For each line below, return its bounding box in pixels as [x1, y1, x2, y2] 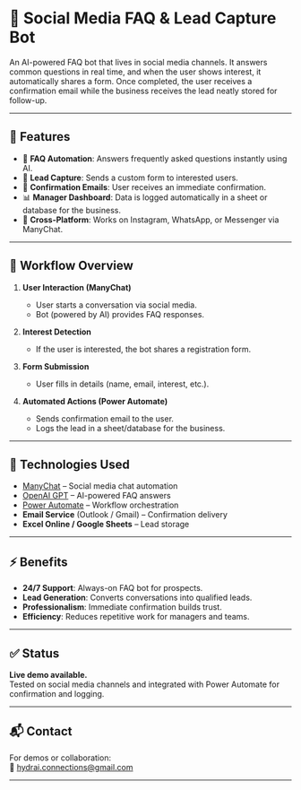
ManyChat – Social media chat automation [21, 481, 178, 491]
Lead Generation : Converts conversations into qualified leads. [21, 592, 253, 603]
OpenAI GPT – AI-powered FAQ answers [21, 490, 172, 501]
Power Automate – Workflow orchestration [21, 499, 179, 510]
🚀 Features [9, 129, 71, 144]
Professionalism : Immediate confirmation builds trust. [21, 602, 222, 612]
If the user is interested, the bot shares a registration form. [35, 343, 252, 354]
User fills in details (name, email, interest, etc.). [35, 378, 210, 389]
